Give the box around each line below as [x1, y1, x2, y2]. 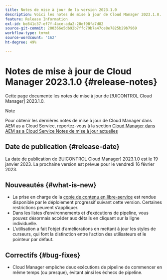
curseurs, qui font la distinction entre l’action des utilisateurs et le [12, 231, 147, 237]
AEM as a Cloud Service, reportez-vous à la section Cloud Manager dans [5, 123, 156, 129]
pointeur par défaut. [12, 237, 54, 243]
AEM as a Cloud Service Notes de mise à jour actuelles [5, 128, 118, 134]
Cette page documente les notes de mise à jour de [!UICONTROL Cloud [5, 93, 152, 99]
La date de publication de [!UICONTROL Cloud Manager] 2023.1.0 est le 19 [5, 156, 158, 162]
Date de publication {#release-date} [5, 143, 120, 151]
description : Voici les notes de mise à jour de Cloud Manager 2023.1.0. [5, 12, 162, 17]
